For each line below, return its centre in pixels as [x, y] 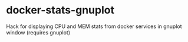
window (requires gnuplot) [38, 32]
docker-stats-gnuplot [60, 10]
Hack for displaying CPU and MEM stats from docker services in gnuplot [94, 26]
